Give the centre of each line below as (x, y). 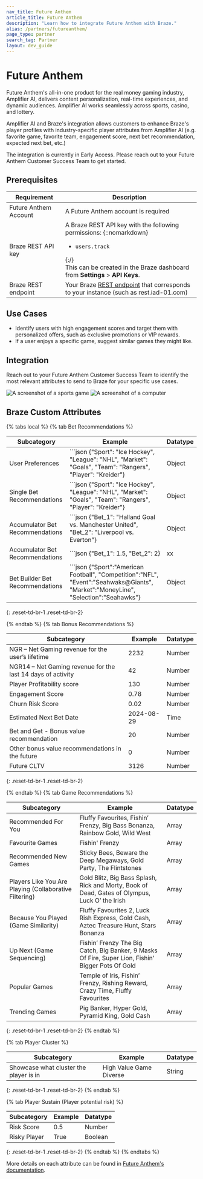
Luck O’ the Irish (102, 901)
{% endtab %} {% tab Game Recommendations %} (70, 793)
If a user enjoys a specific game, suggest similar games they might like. (104, 341)
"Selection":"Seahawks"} (105, 598)
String (175, 1072)
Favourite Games (34, 843)
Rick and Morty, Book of (114, 886)
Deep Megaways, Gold (111, 860)
